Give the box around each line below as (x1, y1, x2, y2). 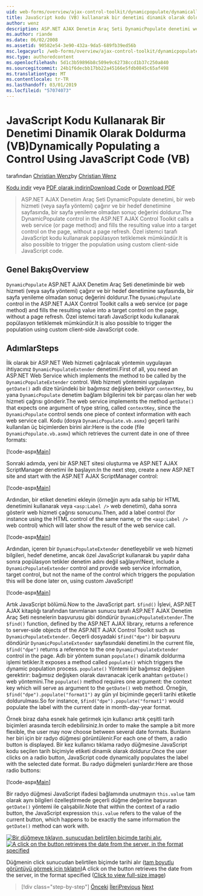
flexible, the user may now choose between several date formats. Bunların (6, 728, 191, 736)
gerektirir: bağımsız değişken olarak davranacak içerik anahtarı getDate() (6, 672, 189, 679)
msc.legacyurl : (6, 48, 45, 54)
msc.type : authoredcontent (6, 54, 74, 60)
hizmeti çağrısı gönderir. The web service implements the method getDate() (6, 397, 195, 405)
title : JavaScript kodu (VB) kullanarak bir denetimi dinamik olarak (6, 15, 185, 21)
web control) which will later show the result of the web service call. (6, 522, 176, 529)
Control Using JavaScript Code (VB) (6, 152, 190, 166)
